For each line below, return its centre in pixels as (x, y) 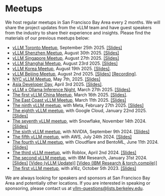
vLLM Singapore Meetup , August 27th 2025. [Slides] (66, 58)
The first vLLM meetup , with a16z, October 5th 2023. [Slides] (74, 168)
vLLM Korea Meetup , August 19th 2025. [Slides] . (61, 68)
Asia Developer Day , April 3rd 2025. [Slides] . (58, 84)
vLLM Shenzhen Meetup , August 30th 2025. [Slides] (66, 53)
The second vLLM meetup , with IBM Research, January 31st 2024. (80, 157)
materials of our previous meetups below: (47, 38)
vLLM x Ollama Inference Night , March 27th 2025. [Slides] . (72, 89)
